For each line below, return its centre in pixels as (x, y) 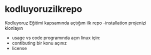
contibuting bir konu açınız (39, 43)
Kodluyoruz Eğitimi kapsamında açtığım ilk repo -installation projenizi (75, 23)
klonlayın (14, 28)
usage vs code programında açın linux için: (56, 38)
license (19, 48)
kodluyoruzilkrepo (43, 9)
